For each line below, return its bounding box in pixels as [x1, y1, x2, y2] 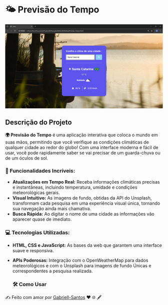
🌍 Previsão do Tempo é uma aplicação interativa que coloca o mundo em [5, 131, 158, 138]
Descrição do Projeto [5, 118, 72, 127]
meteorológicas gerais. [12, 189, 60, 196]
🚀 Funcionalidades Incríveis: [5, 168, 75, 175]
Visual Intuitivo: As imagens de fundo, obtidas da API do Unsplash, [12, 195, 152, 201]
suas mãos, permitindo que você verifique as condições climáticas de [5, 139, 149, 145]
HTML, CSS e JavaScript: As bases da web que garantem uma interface [12, 242, 162, 248]
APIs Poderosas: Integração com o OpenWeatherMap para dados [12, 257, 148, 263]
